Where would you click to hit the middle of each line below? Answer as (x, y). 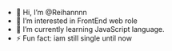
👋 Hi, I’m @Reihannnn (52, 12)
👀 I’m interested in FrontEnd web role (77, 21)
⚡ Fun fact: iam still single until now (74, 38)
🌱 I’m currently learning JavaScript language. (90, 29)
